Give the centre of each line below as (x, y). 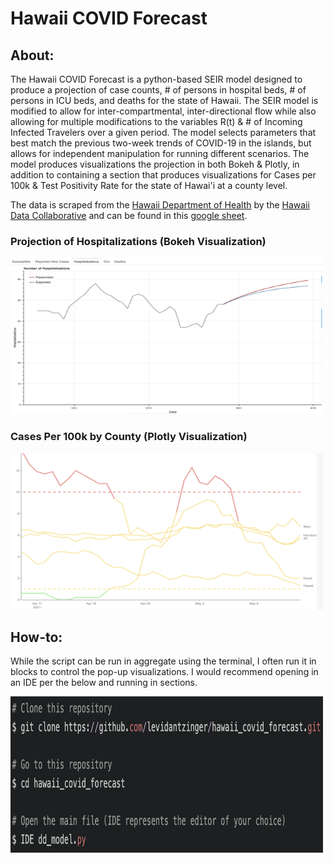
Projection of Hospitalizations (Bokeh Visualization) (138, 241)
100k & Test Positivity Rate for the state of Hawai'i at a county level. (149, 185)
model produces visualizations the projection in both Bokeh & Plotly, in (155, 164)
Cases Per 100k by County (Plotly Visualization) (129, 437)
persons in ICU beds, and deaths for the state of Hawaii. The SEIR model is (164, 100)
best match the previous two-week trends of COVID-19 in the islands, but (161, 143)
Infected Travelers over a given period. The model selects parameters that (163, 132)
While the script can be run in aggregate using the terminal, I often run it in (163, 661)
